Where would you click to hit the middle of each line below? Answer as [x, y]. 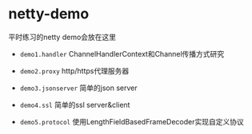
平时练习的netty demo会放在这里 [62, 37]
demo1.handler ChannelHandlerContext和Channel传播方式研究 [122, 53]
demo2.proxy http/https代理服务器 [74, 71]
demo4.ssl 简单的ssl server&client [75, 104]
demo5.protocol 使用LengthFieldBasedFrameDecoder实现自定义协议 [132, 121]
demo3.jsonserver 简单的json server [78, 88]
